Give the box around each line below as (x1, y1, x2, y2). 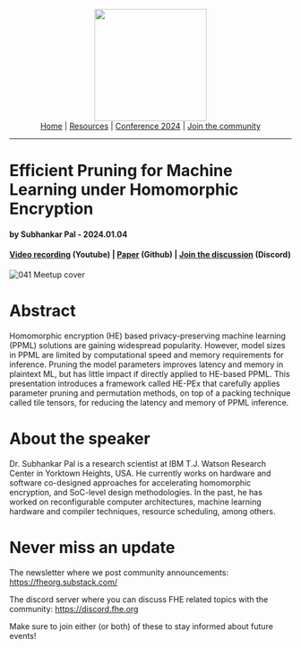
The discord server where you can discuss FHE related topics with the (9, 593, 269, 605)
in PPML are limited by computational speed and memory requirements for (9, 349, 284, 360)
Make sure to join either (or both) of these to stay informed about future (9, 620, 273, 632)
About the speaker (9, 429, 150, 449)
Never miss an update (9, 538, 176, 558)
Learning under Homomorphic (9, 180, 239, 200)
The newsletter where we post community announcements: (9, 566, 229, 578)
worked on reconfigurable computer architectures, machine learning (9, 496, 262, 507)
